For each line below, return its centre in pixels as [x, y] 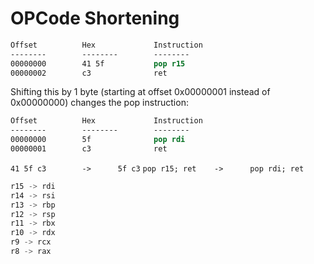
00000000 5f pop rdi [98, 140]
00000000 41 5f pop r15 [98, 63]
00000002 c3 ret [89, 73]
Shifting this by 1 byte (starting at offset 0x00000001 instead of [140, 92]
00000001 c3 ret [89, 149]
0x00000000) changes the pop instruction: [99, 103]
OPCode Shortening [95, 18]
